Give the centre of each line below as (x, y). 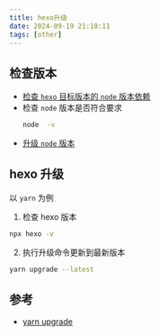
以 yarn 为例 (31, 197)
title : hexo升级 (38, 18)
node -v (39, 125)
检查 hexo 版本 (49, 216)
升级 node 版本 (49, 143)
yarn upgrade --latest (52, 269)
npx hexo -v (31, 234)
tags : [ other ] (36, 34)
